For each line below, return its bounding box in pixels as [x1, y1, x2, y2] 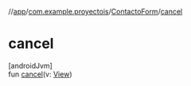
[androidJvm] [8, 61, 53, 70]
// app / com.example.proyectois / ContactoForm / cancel [8, 7, 183, 16]
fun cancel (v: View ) [8, 69, 72, 79]
